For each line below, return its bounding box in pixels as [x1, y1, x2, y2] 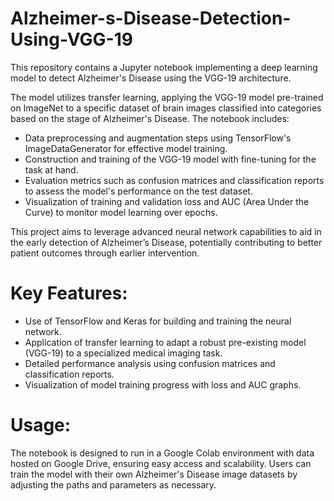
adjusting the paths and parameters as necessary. [10, 478, 217, 491]
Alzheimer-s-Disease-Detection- [10, 7, 292, 30]
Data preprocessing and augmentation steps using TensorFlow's [24, 132, 292, 144]
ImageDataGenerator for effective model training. [24, 142, 228, 154]
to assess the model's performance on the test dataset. [24, 185, 253, 197]
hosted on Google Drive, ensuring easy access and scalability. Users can [10, 457, 312, 469]
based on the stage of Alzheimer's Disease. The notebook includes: [10, 112, 290, 124]
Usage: [10, 414, 72, 437]
